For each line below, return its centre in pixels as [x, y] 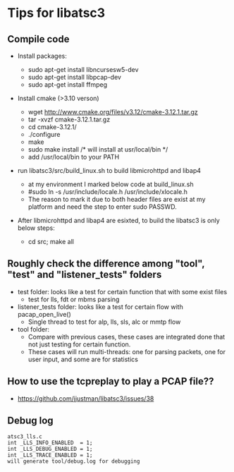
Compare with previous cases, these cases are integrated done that [127, 337]
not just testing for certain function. [79, 344]
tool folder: [33, 329]
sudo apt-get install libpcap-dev [75, 77]
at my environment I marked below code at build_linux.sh [111, 184]
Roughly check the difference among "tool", [106, 264]
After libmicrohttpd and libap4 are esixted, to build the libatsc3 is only [118, 220]
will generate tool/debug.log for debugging [74, 461]
